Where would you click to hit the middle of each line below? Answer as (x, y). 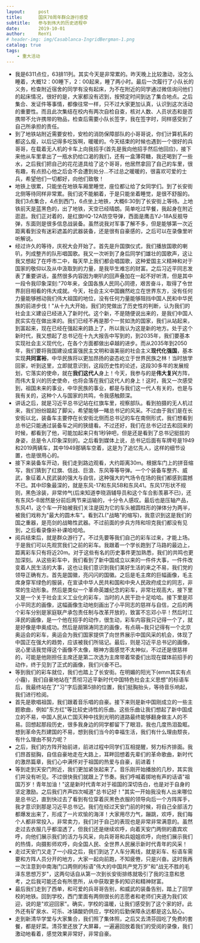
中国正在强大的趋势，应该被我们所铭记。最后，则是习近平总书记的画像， (104, 642)
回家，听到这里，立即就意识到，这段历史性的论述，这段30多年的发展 (99, 365)
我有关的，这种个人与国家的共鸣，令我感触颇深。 (75, 395)
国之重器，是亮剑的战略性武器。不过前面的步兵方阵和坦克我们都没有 (99, 522)
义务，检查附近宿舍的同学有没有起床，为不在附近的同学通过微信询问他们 (104, 89)
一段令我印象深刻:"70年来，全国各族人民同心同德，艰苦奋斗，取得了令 (101, 283)
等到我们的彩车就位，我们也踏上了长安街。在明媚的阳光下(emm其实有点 (103, 672)
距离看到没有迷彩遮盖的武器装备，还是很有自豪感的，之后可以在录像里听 (104, 231)
